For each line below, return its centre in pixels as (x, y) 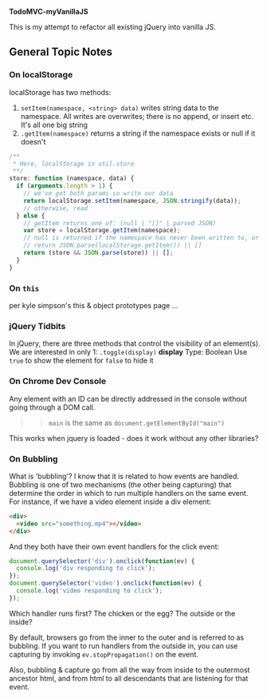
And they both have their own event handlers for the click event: (114, 546)
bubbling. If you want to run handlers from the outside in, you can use (124, 645)
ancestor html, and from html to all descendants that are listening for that (129, 678)
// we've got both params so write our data (98, 194)
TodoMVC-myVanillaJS (49, 12)
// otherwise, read (56, 208)
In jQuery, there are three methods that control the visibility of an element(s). (135, 343)
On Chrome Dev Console (58, 381)
